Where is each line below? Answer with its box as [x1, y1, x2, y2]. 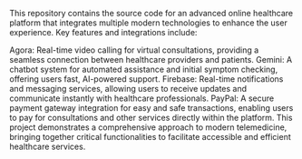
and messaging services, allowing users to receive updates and [9, 84, 248, 94]
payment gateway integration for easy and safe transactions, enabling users [9, 103, 294, 113]
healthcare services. [9, 141, 86, 152]
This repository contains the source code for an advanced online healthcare [9, 8, 293, 18]
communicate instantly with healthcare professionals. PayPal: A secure [9, 93, 275, 104]
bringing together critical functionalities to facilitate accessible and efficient [9, 132, 292, 142]
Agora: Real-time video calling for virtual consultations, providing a [9, 45, 259, 55]
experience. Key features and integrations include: [9, 27, 198, 37]
